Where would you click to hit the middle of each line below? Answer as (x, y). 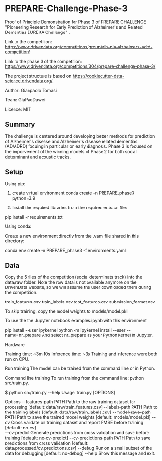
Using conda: (18, 226)
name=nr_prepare (23, 335)
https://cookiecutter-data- (98, 76)
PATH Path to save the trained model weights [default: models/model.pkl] (78, 417)
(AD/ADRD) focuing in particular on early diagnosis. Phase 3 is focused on (79, 146)
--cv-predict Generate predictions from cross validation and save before (77, 433)
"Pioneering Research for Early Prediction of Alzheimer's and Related (74, 27)
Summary (20, 124)
